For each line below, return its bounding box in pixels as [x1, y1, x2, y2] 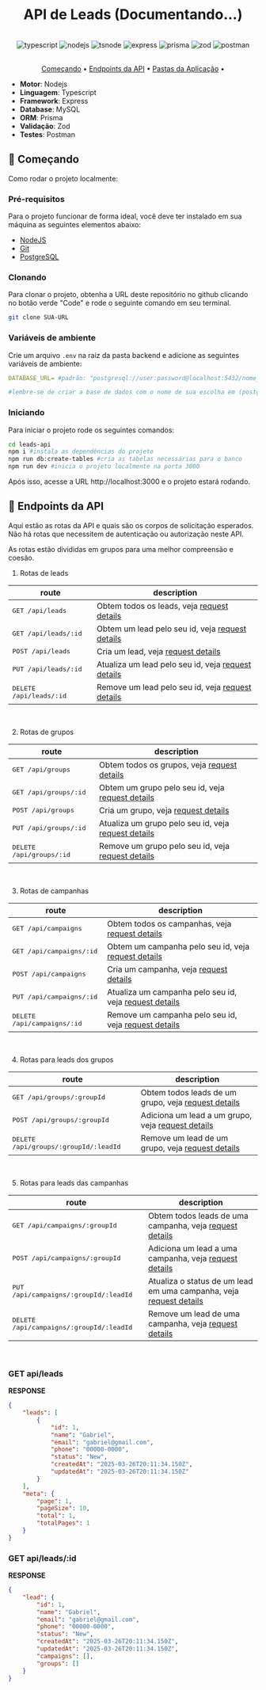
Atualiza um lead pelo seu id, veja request [96, 659, 252, 670]
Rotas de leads [19, 568, 69, 577]
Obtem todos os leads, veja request [96, 600, 229, 611]
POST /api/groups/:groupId [12, 1116, 109, 1125]
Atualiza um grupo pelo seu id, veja [98, 817, 230, 828]
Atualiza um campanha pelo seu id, [106, 986, 237, 997]
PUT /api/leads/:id [12, 665, 82, 674]
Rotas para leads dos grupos [19, 1055, 114, 1064]
